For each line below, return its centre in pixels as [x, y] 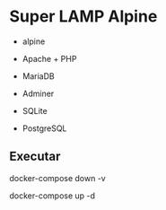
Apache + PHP [49, 58]
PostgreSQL [44, 128]
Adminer [38, 93]
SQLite [35, 110]
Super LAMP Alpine [83, 17]
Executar [35, 157]
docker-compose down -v [57, 178]
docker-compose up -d [52, 196]
